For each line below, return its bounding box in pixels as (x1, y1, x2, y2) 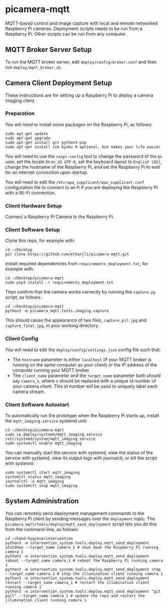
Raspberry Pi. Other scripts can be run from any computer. (5, 31, 127, 37)
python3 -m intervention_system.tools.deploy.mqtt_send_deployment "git (5, 589, 161, 594)
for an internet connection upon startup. (5, 169, 89, 175)
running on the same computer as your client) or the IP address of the (12, 361, 157, 368)
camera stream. (12, 389, 45, 395)
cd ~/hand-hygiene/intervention (5, 536, 73, 541)
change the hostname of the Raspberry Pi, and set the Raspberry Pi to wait (5, 164, 160, 170)
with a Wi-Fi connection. (5, 190, 56, 196)
